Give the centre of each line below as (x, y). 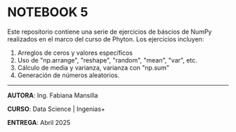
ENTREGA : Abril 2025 (39, 122)
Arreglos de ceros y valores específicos (75, 53)
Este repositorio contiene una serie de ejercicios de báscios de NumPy (110, 32)
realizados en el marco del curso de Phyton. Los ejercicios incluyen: (106, 39)
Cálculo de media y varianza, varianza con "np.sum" (93, 67)
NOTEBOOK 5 (48, 12)
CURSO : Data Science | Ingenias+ (56, 109)
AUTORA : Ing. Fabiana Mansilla (53, 95)
